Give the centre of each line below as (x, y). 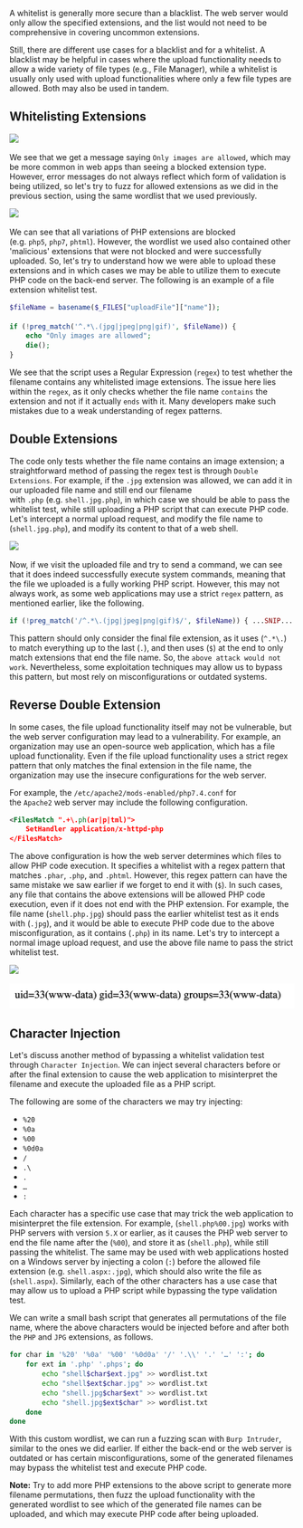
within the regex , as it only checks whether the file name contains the (139, 392)
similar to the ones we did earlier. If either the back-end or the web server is (151, 1448)
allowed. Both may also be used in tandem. (90, 88)
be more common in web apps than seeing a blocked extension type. (138, 167)
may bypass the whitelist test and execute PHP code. (109, 1468)
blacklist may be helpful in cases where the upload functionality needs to (146, 59)
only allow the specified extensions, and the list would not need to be (138, 23)
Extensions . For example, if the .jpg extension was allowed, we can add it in (151, 480)
